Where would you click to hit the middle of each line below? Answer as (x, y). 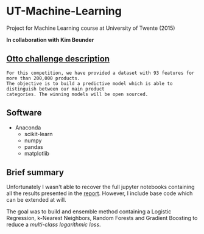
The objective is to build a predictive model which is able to (90, 83)
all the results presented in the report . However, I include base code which (100, 193)
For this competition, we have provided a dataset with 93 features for (100, 73)
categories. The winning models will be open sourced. (77, 94)
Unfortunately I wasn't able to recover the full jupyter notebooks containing (100, 187)
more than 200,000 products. (43, 78)
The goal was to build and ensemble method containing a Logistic (89, 212)
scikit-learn (38, 134)
